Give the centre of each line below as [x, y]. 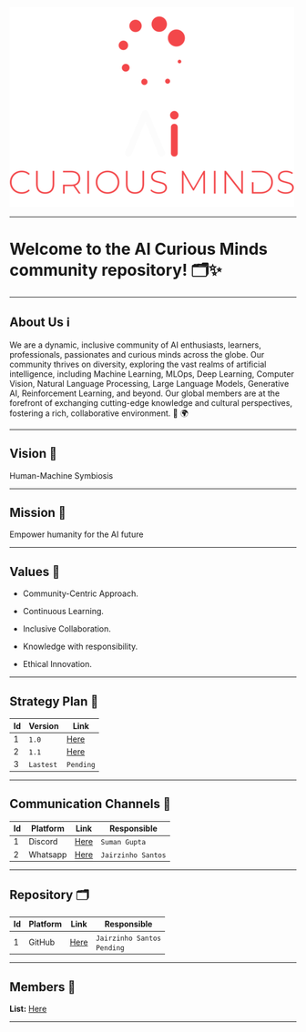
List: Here [28, 1008]
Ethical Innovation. [57, 664]
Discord [43, 842]
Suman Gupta [123, 843]
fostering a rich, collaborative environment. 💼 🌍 [99, 413]
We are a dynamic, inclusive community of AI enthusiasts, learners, [136, 345]
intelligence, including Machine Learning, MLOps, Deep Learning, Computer [152, 374]
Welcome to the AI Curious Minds [139, 249]
